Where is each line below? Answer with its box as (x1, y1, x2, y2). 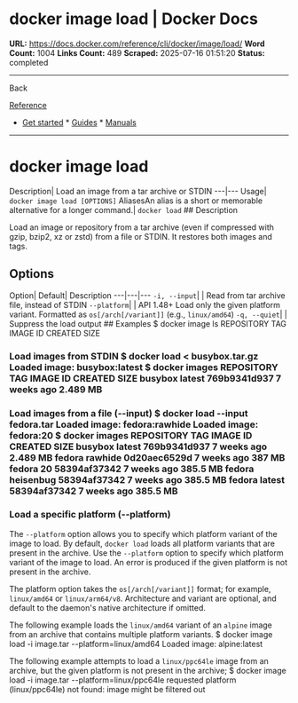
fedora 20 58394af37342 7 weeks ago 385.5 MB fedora (9, 462, 255, 475)
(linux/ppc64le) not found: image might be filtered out (9, 683, 206, 694)
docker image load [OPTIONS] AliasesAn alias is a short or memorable (9, 195, 263, 206)
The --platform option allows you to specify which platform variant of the (9, 528, 278, 539)
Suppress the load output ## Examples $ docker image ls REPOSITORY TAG (9, 318, 286, 328)
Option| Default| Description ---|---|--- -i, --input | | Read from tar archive (9, 289, 286, 301)
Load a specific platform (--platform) (9, 509, 171, 521)
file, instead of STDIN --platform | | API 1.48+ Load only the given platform (9, 299, 281, 310)
